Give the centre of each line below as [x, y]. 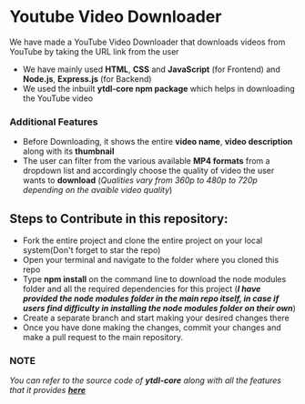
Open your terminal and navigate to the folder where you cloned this [151, 260]
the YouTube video [58, 98]
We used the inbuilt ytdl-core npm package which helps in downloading [159, 88]
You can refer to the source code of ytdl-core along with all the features [146, 380]
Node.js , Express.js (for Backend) [87, 78]
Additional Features [54, 122]
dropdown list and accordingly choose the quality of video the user [148, 171]
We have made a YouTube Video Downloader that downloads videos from [147, 42]
